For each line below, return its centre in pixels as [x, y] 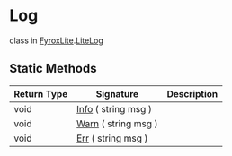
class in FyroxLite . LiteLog [56, 40]
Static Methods [53, 69]
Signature [117, 93]
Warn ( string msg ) [117, 124]
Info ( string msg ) [114, 108]
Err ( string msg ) [112, 138]
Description [192, 93]
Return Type [41, 93]
